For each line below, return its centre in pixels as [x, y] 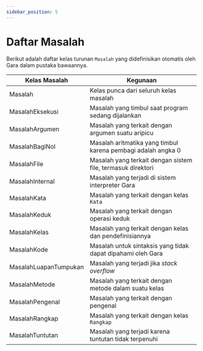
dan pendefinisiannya [120, 236]
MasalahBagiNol [32, 146]
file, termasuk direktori [122, 167]
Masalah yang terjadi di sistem [133, 178]
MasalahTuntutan [34, 335]
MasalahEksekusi [34, 112]
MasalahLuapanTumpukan [47, 267]
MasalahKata [28, 198]
